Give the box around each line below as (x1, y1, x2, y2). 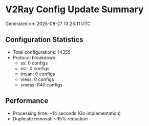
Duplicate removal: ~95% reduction (12, 115, 88, 121)
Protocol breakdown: (12, 54, 57, 60)
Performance (5, 96, 49, 106)
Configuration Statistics (5, 35, 83, 44)
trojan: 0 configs (20, 71, 55, 77)
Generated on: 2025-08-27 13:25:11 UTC (5, 20, 91, 27)
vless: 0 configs (20, 76, 54, 82)
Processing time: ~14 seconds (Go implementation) (12, 110, 121, 116)
